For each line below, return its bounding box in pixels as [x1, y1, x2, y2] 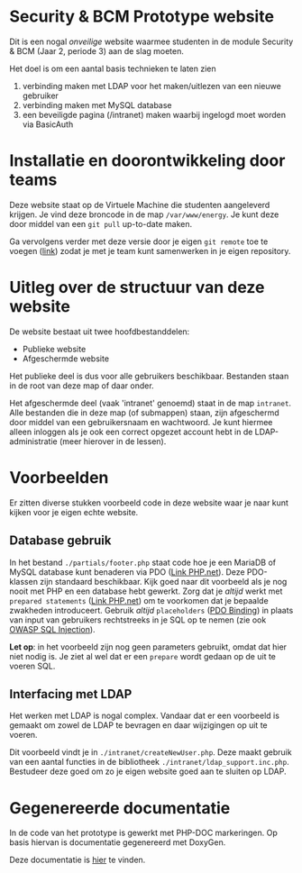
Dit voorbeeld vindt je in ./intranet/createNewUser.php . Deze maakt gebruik [9, 747, 292, 758]
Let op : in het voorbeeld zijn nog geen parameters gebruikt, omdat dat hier [9, 641, 287, 652]
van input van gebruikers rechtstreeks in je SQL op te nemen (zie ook [9, 614, 267, 625]
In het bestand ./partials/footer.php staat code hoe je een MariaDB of [9, 557, 277, 568]
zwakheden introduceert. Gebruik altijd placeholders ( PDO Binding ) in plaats [9, 605, 294, 615]
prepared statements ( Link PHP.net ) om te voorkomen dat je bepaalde [9, 595, 269, 605]
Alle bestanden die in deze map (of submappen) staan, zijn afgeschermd [9, 407, 279, 418]
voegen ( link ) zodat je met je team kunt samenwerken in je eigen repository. [9, 245, 291, 256]
